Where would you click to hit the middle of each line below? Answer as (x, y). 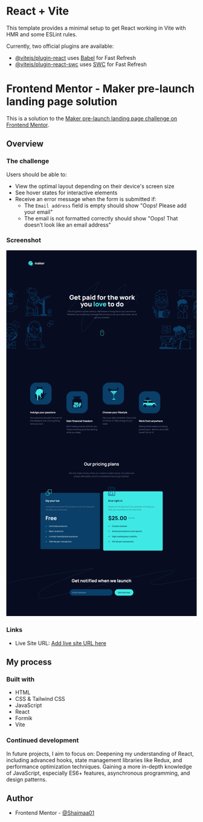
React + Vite (38, 11)
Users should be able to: (37, 174)
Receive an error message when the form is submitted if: (85, 199)
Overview (25, 144)
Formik (24, 718)
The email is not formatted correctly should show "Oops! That (101, 218)
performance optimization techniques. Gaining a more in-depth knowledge (99, 766)
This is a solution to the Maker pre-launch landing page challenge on (92, 118)
